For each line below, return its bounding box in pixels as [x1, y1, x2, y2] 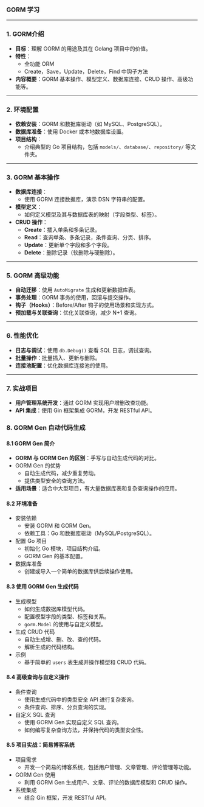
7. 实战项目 [6, 384, 38, 393]
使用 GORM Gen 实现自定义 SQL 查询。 [24, 718, 123, 725]
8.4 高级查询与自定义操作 [6, 674, 70, 681]
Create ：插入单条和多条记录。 [24, 226, 101, 234]
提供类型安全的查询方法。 [24, 477, 89, 484]
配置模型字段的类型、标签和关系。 [24, 613, 110, 620]
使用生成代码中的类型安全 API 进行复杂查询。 [24, 696, 137, 703]
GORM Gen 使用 [15, 771, 56, 778]
